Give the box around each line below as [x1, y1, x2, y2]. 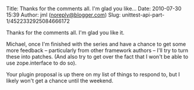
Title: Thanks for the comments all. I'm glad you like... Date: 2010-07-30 [6, 5, 182, 12]
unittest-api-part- [122, 11, 165, 18]
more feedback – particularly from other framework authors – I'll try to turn [6, 47, 189, 54]
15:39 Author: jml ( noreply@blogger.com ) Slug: [6, 11, 121, 18]
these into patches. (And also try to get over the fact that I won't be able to [6, 53, 189, 60]
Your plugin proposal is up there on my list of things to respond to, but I [6, 71, 180, 78]
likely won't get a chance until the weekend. [6, 77, 114, 84]
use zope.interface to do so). [6, 59, 77, 66]
